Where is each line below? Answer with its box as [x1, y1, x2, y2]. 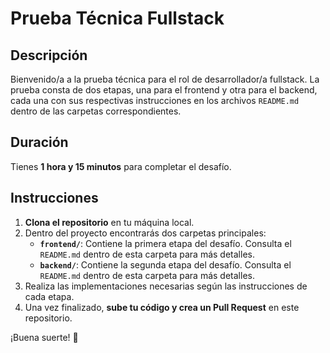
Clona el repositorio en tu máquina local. [24, 216, 195, 228]
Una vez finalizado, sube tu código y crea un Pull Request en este [24, 301, 300, 313]
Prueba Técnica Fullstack [10, 7, 225, 30]
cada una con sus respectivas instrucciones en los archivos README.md [10, 95, 300, 106]
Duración [10, 134, 69, 151]
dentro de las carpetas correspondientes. [10, 105, 182, 117]
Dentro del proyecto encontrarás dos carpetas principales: [24, 227, 267, 239]
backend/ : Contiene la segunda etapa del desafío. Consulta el [39, 258, 292, 271]
